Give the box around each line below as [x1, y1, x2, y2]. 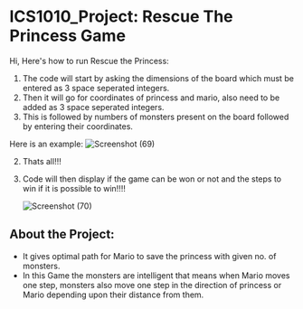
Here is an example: [9, 138, 84, 149]
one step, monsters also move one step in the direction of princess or [22, 279, 282, 290]
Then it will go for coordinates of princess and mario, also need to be [22, 92, 280, 103]
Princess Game [9, 25, 127, 46]
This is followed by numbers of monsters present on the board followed [22, 111, 289, 122]
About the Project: [9, 227, 115, 242]
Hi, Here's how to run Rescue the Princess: [9, 55, 169, 66]
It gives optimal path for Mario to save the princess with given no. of [22, 250, 277, 261]
